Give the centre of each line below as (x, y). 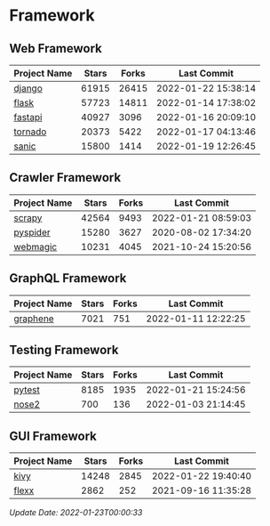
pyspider (32, 232)
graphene (34, 319)
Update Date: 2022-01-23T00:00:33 (76, 513)
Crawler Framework (65, 178)
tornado (30, 132)
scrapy (28, 217)
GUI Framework (53, 436)
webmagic (36, 247)
